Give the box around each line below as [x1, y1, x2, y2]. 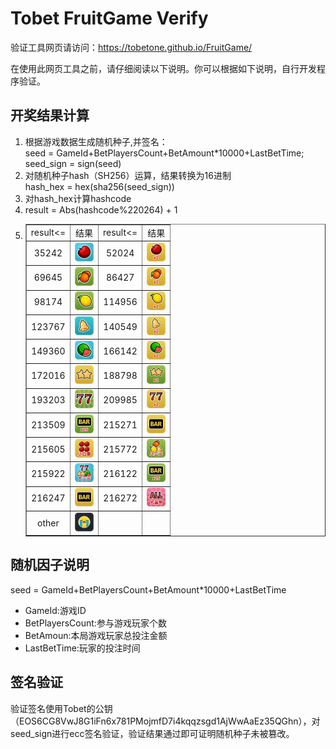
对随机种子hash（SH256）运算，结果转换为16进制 [24, 169, 232, 181]
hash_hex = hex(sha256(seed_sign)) [24, 180, 175, 192]
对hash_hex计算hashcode [24, 192, 132, 204]
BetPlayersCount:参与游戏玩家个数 [24, 617, 167, 629]
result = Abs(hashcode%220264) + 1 [24, 203, 178, 216]
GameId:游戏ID [24, 604, 87, 616]
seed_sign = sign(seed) [24, 157, 122, 169]
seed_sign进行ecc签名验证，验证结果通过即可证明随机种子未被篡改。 [10, 727, 295, 739]
